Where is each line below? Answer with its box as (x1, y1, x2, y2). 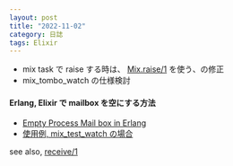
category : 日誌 (9, 30, 64, 39)
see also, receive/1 (9, 146, 78, 157)
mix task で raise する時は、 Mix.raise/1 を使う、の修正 (22, 64, 224, 74)
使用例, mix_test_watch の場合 (22, 128, 134, 139)
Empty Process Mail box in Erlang (22, 118, 147, 128)
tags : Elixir (9, 38, 58, 48)
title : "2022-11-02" (9, 22, 87, 31)
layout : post (9, 13, 58, 22)
